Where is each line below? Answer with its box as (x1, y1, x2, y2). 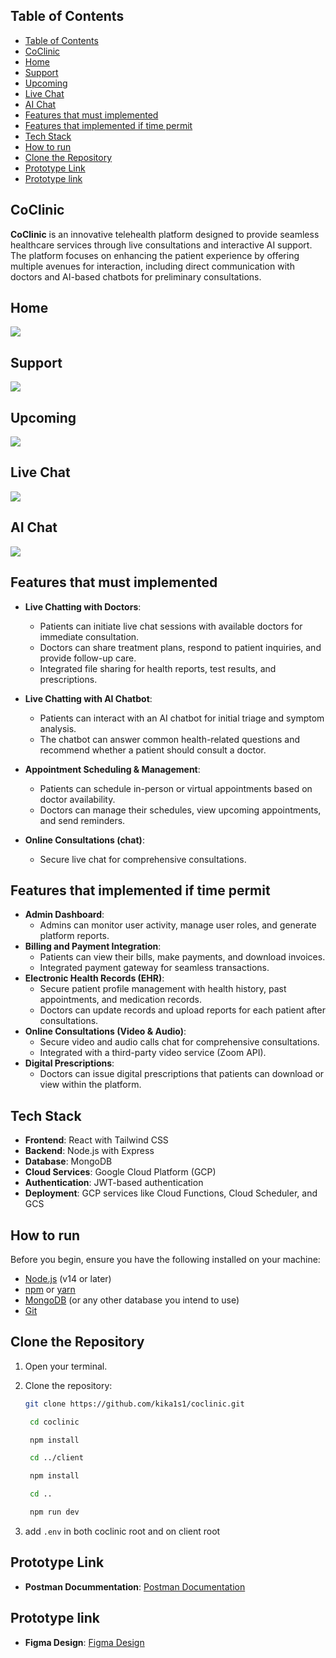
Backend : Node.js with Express (24, 1145, 155, 1157)
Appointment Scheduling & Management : (24, 763, 201, 775)
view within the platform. (39, 1079, 142, 1091)
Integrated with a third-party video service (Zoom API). (39, 1047, 267, 1059)
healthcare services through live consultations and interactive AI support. (10, 239, 313, 251)
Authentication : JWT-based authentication (24, 1177, 204, 1189)
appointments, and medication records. (39, 994, 202, 1006)
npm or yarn (24, 1283, 76, 1295)
